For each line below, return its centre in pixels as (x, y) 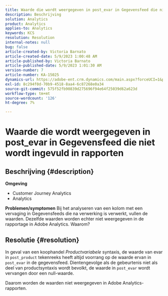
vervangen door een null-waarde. (39, 273)
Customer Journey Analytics (42, 193)
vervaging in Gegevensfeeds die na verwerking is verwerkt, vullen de (76, 213)
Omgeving (16, 183)
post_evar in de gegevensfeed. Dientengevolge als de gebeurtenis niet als (81, 262)
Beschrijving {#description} (49, 171)
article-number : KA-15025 (32, 75)
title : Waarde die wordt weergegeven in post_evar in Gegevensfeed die (81, 10)
